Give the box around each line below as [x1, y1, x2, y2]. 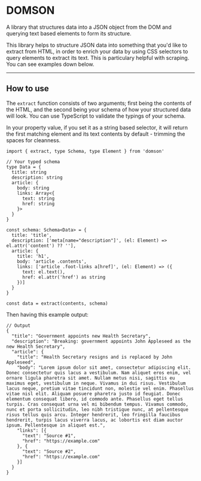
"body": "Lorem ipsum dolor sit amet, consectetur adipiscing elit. [17, 364, 191, 371]
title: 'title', [11, 232, 52, 238]
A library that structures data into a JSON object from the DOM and [6, 23, 172, 31]
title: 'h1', [17, 253, 50, 259]
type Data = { [6, 164, 42, 170]
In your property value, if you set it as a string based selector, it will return [6, 124, 188, 131]
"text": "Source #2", [22, 448, 77, 455]
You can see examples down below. [6, 61, 95, 68]
